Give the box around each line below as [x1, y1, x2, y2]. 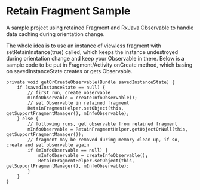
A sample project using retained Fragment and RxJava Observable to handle [6, 24, 194, 31]
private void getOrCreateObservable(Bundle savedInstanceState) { [6, 79, 175, 85]
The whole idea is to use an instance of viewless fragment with [6, 42, 161, 49]
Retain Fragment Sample [6, 4, 131, 18]
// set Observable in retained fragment [27, 100, 130, 106]
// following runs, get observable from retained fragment [27, 121, 178, 127]
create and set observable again [6, 142, 90, 148]
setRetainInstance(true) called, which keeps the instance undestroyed [6, 48, 178, 55]
